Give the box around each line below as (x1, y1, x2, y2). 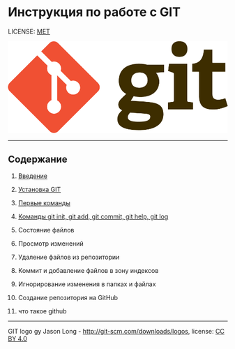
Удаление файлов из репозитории (17, 253, 120, 262)
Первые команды (17, 199, 70, 207)
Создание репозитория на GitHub (17, 294, 118, 302)
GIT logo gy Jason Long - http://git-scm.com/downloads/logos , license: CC (8, 327, 225, 336)
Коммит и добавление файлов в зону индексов (17, 267, 159, 275)
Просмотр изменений (17, 239, 84, 248)
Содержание (8, 153, 68, 165)
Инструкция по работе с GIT (8, 4, 181, 20)
